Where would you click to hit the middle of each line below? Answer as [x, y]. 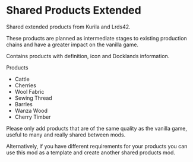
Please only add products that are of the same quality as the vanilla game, [96, 128]
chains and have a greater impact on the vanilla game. [72, 45]
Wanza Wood [31, 110]
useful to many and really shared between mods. [66, 135]
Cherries [26, 85]
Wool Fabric [29, 91]
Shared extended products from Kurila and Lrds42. [68, 27]
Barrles [23, 104]
